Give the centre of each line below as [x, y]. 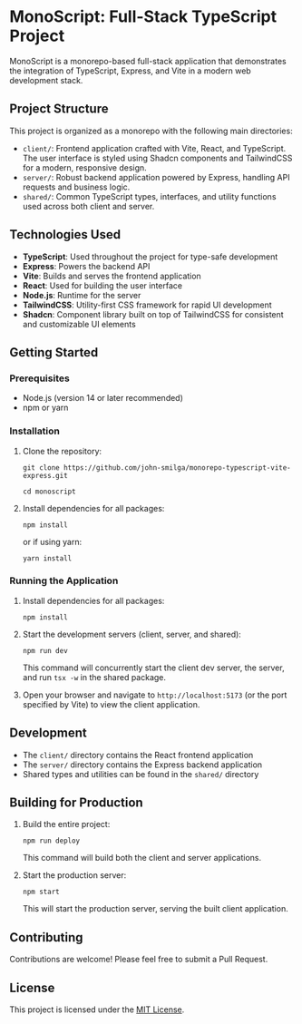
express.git [45, 475]
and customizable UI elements [79, 324]
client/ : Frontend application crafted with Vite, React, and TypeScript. [154, 148]
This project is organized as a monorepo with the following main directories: [151, 131]
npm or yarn [45, 408]
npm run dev [45, 650]
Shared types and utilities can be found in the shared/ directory [141, 774]
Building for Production [76, 803]
